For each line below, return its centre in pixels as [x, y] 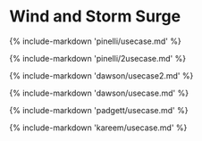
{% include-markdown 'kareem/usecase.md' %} [98, 128]
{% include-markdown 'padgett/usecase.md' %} [99, 110]
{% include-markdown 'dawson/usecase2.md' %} [101, 75]
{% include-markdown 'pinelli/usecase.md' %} [95, 41]
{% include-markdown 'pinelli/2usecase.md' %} [97, 58]
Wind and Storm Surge [95, 17]
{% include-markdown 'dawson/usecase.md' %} [99, 93]
